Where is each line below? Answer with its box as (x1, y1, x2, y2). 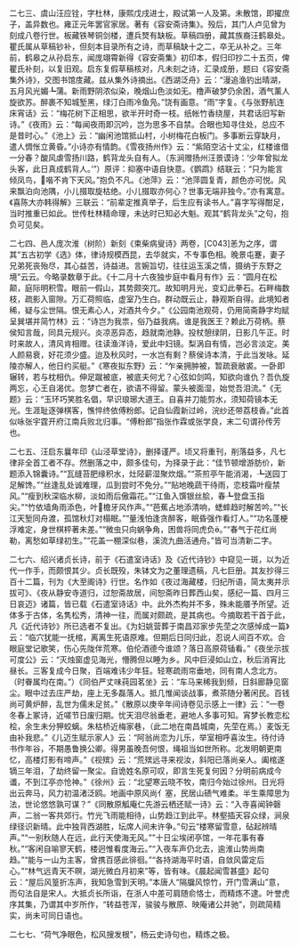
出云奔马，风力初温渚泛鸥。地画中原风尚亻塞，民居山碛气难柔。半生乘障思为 (9, 788, 290, 798)
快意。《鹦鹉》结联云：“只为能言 (166, 164, 283, 174)
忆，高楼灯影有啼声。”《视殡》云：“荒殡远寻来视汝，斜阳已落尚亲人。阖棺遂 (9, 755, 286, 765)
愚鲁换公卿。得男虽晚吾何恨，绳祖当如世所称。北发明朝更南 (63, 743, 282, 754)
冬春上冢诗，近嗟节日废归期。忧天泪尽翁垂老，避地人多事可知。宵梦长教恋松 (9, 710, 290, 720)
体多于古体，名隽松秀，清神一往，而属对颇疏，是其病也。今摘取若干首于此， (9, 610, 290, 620)
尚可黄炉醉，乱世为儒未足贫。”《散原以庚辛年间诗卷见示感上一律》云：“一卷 (9, 699, 286, 709)
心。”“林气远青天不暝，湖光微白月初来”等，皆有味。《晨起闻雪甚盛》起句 (9, 866, 270, 876)
